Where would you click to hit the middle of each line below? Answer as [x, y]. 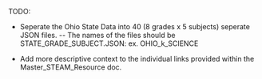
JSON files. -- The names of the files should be [97, 35]
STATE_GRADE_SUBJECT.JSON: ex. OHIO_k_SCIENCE [109, 43]
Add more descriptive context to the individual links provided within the [137, 59]
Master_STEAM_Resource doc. [71, 67]
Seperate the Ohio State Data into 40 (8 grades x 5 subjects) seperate [135, 26]
